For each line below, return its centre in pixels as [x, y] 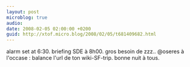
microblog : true [27, 18]
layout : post [23, 12]
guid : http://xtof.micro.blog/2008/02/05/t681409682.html [81, 34]
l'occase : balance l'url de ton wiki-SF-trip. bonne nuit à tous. [83, 58]
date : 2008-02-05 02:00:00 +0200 [49, 29]
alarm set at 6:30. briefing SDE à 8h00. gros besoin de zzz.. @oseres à [95, 51]
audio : [15, 23]
